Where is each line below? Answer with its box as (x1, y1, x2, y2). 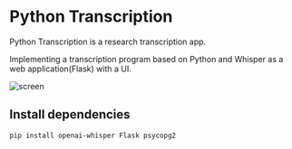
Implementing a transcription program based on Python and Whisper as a (9, 53, 284, 64)
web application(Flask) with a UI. (9, 63, 131, 74)
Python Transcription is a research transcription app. (9, 36, 207, 47)
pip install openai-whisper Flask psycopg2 (9, 131, 177, 140)
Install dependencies (9, 107, 131, 123)
